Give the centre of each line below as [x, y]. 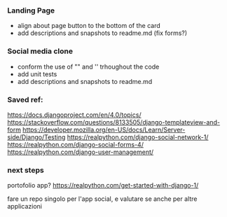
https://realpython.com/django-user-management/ [81, 152]
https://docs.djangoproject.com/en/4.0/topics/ [74, 115]
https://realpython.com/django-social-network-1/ [138, 137]
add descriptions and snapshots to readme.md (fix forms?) [102, 33]
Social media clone [40, 51]
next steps [26, 170]
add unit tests [37, 74]
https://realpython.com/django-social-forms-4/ [75, 144]
